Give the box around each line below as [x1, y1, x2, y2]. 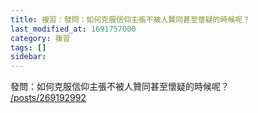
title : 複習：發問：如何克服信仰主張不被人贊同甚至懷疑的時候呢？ [10, 14, 251, 25]
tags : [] [10, 42, 47, 53]
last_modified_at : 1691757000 [10, 24, 137, 34]
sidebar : [10, 52, 47, 62]
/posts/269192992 [10, 92, 87, 104]
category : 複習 [10, 33, 71, 43]
